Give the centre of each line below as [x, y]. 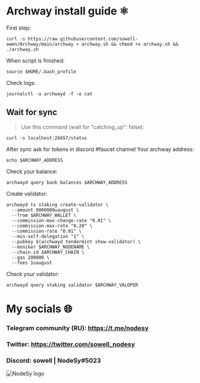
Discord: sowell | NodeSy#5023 [53, 360]
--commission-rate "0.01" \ [47, 231]
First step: [19, 28]
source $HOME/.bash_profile [41, 71]
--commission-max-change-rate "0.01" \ [62, 220]
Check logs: [21, 83]
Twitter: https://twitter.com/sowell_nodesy [71, 344]
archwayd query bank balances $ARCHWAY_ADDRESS [67, 182]
